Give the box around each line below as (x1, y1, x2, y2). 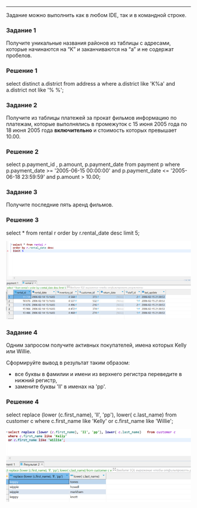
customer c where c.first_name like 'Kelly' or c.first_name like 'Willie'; (6, 417, 174, 424)
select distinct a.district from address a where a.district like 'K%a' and (6, 80, 175, 87)
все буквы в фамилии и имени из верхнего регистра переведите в (14, 371, 182, 378)
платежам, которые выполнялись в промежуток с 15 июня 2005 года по (6, 120, 188, 127)
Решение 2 (6, 147, 39, 155)
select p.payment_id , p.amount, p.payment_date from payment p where (6, 161, 181, 168)
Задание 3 (6, 188, 38, 197)
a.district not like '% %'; (6, 86, 64, 93)
